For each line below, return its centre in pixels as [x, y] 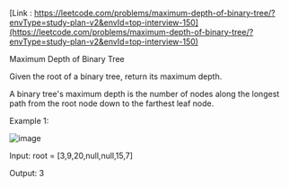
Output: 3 [27, 173]
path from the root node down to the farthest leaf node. [112, 103]
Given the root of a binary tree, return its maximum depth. [116, 76]
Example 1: [29, 121]
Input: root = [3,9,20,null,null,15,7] [71, 156]
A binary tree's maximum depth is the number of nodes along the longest [144, 94]
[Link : [21, 13]
